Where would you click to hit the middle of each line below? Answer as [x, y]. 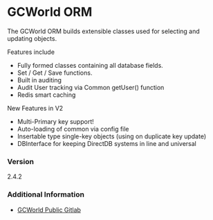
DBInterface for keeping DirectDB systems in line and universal [107, 143]
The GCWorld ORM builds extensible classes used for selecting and [104, 31]
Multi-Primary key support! [56, 121]
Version [21, 161]
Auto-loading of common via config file [73, 129]
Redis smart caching [46, 95]
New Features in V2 [35, 108]
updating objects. [32, 38]
